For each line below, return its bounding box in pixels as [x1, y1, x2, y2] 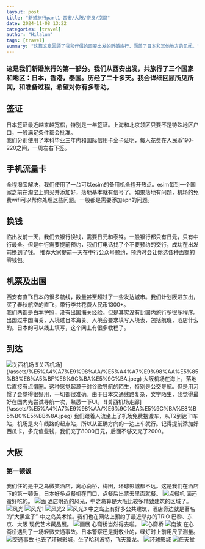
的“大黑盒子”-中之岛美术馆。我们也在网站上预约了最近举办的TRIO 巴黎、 [6, 512, 188, 520]
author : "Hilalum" [6, 32, 53, 38]
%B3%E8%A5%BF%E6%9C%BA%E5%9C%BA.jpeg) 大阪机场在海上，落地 [6, 375, 197, 383]
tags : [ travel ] [6, 37, 45, 43]
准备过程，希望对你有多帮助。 [25, 83, 113, 91]
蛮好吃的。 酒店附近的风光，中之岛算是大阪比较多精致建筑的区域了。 [6, 497, 192, 505]
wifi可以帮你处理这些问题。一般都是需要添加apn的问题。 [11, 196, 154, 204]
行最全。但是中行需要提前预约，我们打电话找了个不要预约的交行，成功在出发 [6, 241, 199, 248]
